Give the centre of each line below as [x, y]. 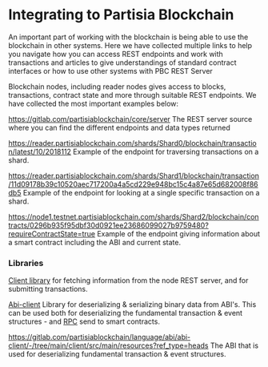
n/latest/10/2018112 [40, 151]
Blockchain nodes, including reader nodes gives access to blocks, [117, 87]
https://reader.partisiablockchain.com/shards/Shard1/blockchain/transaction [134, 175]
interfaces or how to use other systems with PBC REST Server [111, 71]
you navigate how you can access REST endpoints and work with [116, 54]
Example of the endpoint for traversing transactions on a [166, 151]
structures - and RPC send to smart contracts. [84, 321]
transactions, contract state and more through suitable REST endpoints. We [133, 95]
